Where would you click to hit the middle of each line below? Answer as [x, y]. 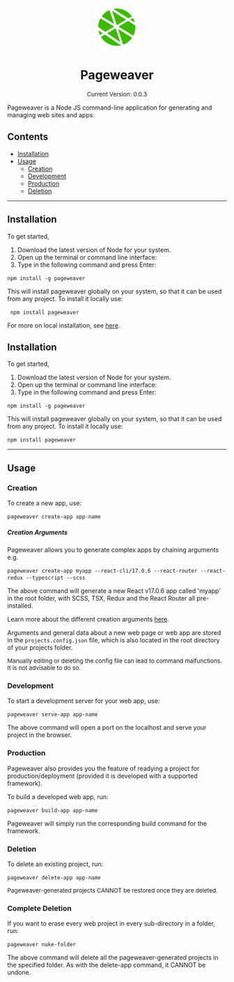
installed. [20, 606]
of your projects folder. [40, 647]
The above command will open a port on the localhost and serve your [107, 728]
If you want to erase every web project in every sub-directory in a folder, [111, 923]
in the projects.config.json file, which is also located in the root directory [114, 640]
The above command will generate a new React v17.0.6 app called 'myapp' [114, 591]
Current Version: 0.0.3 [117, 94]
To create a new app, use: [45, 503]
